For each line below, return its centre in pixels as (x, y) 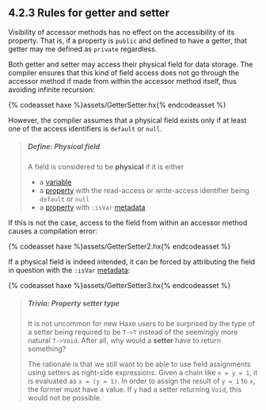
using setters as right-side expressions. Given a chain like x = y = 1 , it (142, 372)
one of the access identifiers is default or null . (85, 128)
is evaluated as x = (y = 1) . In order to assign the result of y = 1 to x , (141, 381)
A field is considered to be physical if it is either (106, 166)
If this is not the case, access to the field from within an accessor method (128, 222)
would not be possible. (65, 397)
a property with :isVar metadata (92, 207)
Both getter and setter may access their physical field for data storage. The (131, 64)
